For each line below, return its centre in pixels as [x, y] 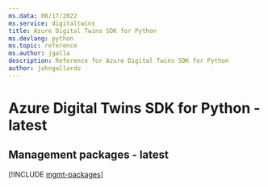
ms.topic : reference [43, 46]
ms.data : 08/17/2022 [43, 16]
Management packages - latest [89, 155]
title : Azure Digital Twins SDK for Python [83, 31]
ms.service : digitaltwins [52, 23]
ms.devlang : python [41, 38]
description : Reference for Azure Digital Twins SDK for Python [119, 61]
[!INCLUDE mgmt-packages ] [56, 174]
